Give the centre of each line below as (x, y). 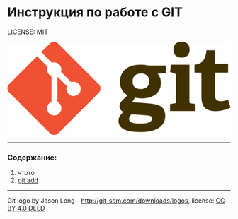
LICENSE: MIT (28, 32)
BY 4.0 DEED (26, 208)
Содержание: (32, 158)
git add (28, 180)
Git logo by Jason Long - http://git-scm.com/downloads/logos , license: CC (116, 200)
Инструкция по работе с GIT (95, 12)
